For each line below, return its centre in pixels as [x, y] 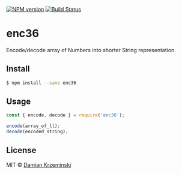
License [21, 150]
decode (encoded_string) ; [37, 132]
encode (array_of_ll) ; [33, 126]
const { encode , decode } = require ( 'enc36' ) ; [65, 115]
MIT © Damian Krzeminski [39, 164]
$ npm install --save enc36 [41, 83]
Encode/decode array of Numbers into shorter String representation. [91, 50]
